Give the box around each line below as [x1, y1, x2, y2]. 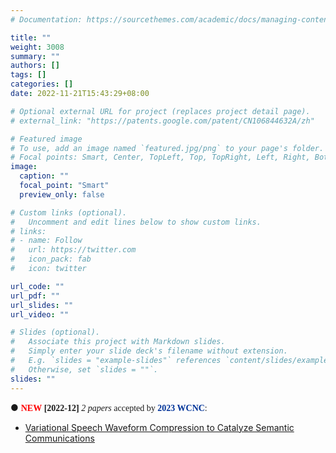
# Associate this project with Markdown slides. [10, 337, 226, 347]
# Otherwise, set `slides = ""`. [10, 364, 159, 375]
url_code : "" [10, 281, 65, 291]
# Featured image [10, 134, 83, 144]
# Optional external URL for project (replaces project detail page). [10, 106, 311, 116]
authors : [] [10, 61, 60, 71]
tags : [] [10, 70, 47, 80]
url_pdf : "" [10, 291, 60, 301]
